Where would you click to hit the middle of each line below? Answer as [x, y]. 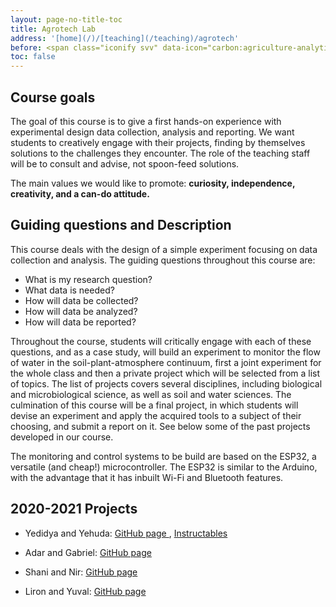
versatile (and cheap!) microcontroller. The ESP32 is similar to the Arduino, [164, 467]
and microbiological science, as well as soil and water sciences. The [151, 394]
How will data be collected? [81, 300]
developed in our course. [62, 437]
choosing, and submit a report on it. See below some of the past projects [160, 426]
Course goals [53, 97]
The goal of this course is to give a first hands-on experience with [146, 121]
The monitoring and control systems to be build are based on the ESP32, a [163, 456]
